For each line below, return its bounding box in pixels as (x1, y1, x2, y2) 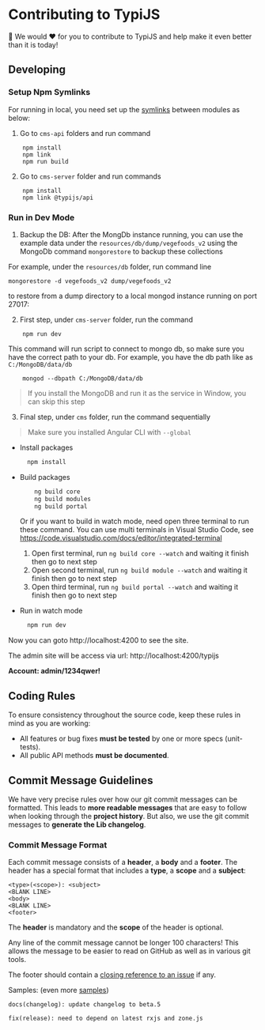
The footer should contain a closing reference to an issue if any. (8, 970, 216, 979)
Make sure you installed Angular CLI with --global (27, 427, 191, 436)
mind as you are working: (8, 719, 91, 728)
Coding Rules (8, 689, 76, 703)
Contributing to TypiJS (8, 6, 161, 24)
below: (8, 113, 30, 123)
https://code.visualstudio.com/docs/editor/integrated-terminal (19, 534, 223, 543)
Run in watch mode (19, 606, 83, 616)
